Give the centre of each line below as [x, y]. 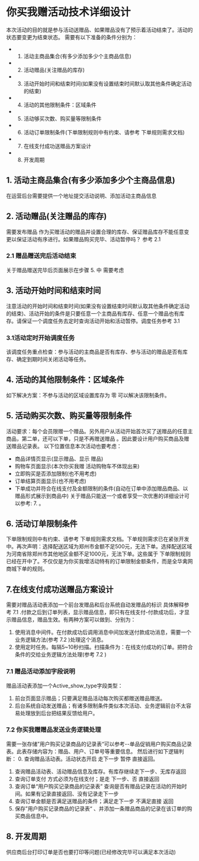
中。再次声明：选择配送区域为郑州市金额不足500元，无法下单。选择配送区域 [99, 547]
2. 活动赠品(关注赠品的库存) [57, 217]
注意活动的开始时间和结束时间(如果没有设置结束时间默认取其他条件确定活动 [98, 306]
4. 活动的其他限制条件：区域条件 [65, 380]
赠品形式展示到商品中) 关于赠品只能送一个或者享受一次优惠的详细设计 [99, 496]
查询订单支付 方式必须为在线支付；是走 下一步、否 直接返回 [87, 778]
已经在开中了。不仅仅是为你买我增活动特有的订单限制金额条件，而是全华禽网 [99, 562]
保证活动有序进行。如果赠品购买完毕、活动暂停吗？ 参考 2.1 [89, 239]
